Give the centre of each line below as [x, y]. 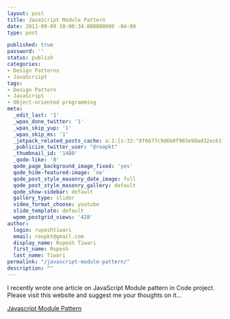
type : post [23, 33]
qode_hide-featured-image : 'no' [60, 172]
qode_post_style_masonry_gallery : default [75, 185]
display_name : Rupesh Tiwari [55, 243]
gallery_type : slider [44, 198]
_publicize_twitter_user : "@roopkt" [65, 147]
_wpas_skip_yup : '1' [42, 128]
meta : [15, 109]
